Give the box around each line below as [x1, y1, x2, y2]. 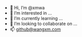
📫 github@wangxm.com [9, 26, 61, 32]
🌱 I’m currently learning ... [9, 15, 63, 21]
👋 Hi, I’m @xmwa [9, 5, 45, 10]
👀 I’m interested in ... [9, 10, 52, 16]
